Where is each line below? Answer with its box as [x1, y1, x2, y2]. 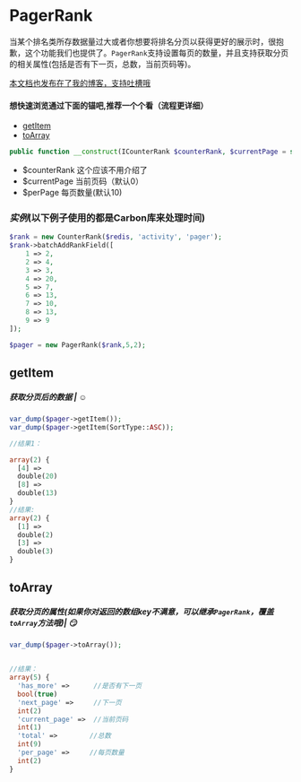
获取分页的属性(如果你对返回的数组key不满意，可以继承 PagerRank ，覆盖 [9, 606, 274, 617]
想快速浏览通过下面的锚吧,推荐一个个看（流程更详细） [9, 100, 209, 110]
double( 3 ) [17, 547, 54, 556]
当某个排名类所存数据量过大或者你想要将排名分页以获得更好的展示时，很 [9, 36, 276, 47]
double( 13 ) [17, 489, 58, 498]
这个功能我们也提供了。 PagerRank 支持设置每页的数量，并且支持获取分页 [24, 47, 289, 58]
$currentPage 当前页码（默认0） [21, 176, 143, 187]
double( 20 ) [17, 472, 58, 481]
